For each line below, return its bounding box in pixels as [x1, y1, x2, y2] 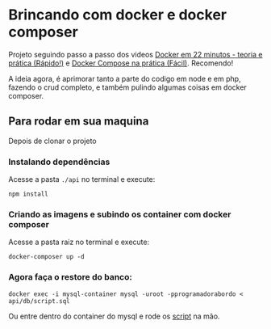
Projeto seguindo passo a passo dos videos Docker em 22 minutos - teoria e [8, 49, 263, 59]
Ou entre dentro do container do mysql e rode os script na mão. [8, 311, 220, 321]
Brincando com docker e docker [8, 6, 227, 24]
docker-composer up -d [8, 253, 85, 261]
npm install [8, 190, 48, 199]
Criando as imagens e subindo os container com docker [8, 209, 231, 220]
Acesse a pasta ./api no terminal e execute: [8, 175, 156, 184]
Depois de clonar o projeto [8, 136, 97, 146]
